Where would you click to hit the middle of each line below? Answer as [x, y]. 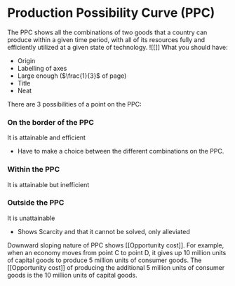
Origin [26, 60]
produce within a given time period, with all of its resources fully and [106, 39]
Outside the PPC [36, 203]
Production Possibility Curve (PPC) [111, 13]
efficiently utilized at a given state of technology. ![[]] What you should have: [117, 47]
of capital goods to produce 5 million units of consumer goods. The [105, 260]
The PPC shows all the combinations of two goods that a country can [107, 32]
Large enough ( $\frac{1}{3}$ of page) [72, 76]
